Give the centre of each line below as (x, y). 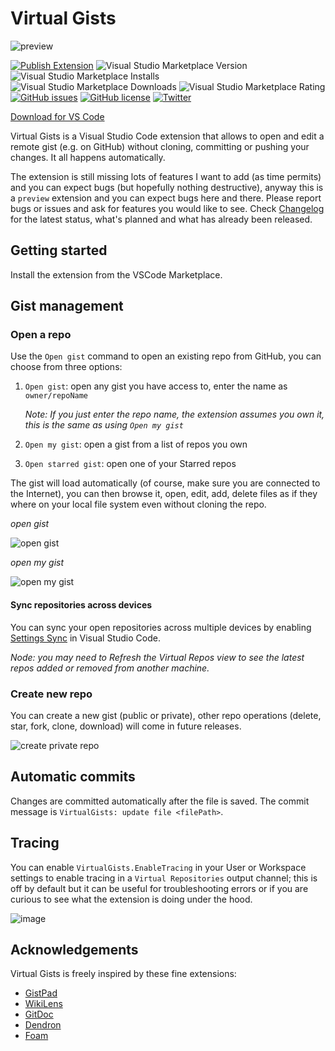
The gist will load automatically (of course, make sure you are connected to (165, 483)
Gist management (67, 306)
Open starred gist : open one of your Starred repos (130, 464)
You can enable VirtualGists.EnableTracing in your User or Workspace (158, 867)
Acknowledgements (74, 949)
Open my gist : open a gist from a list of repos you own (136, 444)
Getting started (59, 250)
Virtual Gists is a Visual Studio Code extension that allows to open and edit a (167, 136)
